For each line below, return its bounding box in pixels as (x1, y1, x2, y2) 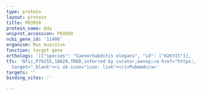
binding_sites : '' (6, 75, 52, 81)
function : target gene (6, 47, 63, 53)
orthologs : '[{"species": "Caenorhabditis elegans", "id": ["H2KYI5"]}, (6, 53, 191, 59)
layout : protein (6, 14, 47, 20)
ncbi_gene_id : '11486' (6, 36, 63, 42)
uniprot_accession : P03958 (6, 31, 74, 37)
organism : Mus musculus (6, 42, 66, 48)
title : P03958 (6, 20, 42, 26)
